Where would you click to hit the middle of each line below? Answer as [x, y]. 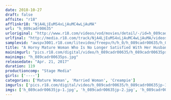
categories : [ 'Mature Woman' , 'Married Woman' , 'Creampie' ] [70, 80]
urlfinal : [16, 38]
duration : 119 [20, 66]
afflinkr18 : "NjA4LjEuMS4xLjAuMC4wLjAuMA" [51, 24]
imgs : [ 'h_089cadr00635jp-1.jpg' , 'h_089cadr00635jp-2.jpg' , [72, 90]
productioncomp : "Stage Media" [38, 71]
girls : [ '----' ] [22, 76]
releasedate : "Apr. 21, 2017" [37, 62]
